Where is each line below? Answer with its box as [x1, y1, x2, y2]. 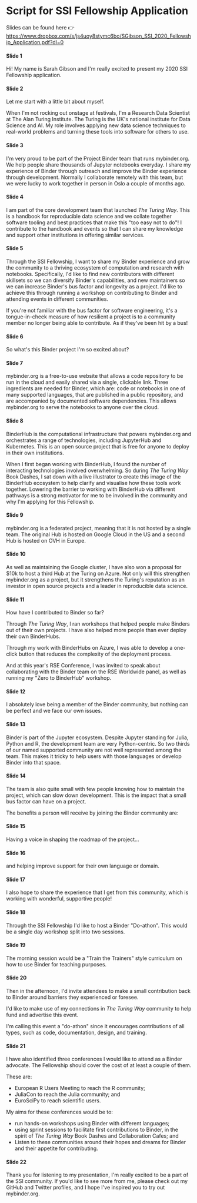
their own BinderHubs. [6, 633, 61, 640]
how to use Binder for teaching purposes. [6, 961, 107, 968]
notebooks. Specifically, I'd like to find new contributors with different [6, 270, 175, 277]
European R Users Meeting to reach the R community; [14, 1085, 146, 1092]
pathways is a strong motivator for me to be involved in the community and [6, 491, 188, 499]
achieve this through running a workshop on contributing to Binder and [6, 289, 178, 296]
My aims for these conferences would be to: [6, 1108, 113, 1116]
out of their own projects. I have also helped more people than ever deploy [6, 627, 187, 634]
